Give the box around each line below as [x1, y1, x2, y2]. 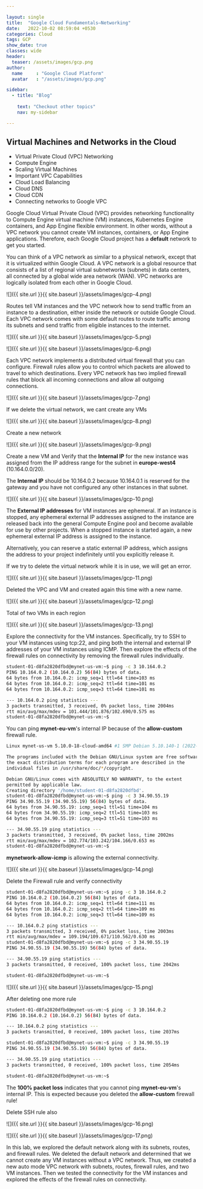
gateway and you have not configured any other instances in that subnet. [6, 484, 188, 491]
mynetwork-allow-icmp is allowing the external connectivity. [6, 854, 159, 862]
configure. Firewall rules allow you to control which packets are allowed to [6, 363, 191, 370]
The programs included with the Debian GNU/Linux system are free [6, 754, 177, 760]
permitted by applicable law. [6, 782, 83, 788]
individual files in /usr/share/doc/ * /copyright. [6, 765, 134, 771]
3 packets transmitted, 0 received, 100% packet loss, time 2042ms [6, 961, 180, 967]
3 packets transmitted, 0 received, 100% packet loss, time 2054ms [6, 1062, 180, 1068]
